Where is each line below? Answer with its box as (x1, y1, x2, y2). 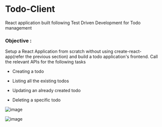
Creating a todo (12, 68, 44, 74)
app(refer (5, 54, 25, 60)
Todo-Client (5, 3, 55, 15)
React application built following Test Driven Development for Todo (5, 20, 141, 26)
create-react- (114, 48, 142, 55)
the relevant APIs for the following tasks (5, 59, 86, 65)
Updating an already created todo (12, 88, 81, 94)
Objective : (5, 37, 32, 44)
